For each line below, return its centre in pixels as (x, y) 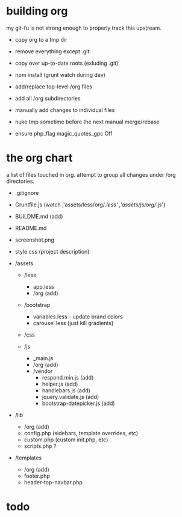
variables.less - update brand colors (78, 317)
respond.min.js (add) (68, 377)
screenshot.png (34, 240)
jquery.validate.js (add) (71, 397)
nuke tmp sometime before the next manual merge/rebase (87, 122)
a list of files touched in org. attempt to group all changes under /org (91, 174)
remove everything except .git (52, 51)
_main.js (43, 358)
